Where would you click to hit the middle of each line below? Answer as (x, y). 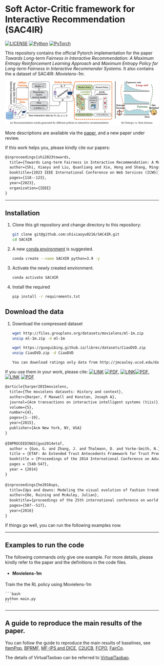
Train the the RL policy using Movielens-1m (48, 584)
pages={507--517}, (28, 506)
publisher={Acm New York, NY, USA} (46, 428)
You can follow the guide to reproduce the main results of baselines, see (78, 642)
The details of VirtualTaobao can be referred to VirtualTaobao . (68, 657)
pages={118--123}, (28, 178)
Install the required (31, 287)
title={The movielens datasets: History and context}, (66, 392)
